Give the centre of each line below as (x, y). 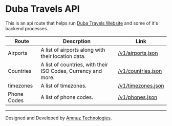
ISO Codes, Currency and (71, 71)
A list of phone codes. (67, 97)
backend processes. (27, 28)
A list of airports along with (73, 50)
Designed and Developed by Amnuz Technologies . (59, 118)
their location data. (63, 56)
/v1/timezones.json (141, 86)
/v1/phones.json (137, 97)
